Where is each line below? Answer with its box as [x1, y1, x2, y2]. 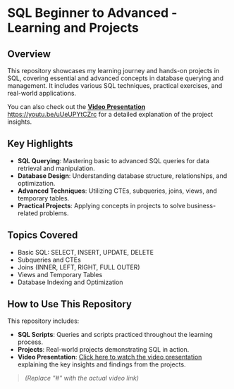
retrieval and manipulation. [17, 164, 95, 172]
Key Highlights [7, 138, 73, 150]
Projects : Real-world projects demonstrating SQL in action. [17, 345, 190, 354]
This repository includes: [7, 317, 80, 325]
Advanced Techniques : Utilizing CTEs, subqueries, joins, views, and [17, 186, 217, 195]
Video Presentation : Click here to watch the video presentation [17, 353, 202, 362]
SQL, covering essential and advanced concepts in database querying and [7, 74, 224, 82]
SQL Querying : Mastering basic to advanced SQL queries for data [17, 156, 210, 165]
